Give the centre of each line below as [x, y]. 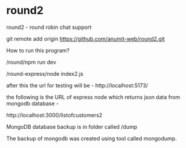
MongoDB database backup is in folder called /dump [72, 126]
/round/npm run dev [31, 62]
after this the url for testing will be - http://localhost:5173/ [77, 85]
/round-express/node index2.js [45, 73]
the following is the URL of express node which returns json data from [93, 97]
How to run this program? [38, 50]
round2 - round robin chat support [49, 27]
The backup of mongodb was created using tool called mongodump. [91, 138]
